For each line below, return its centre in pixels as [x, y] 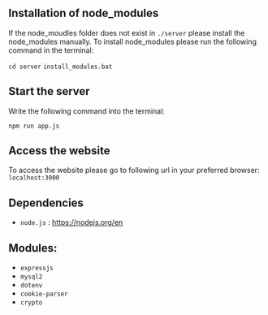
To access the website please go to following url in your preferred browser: [134, 170]
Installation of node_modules [84, 13]
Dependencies [46, 203]
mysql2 [31, 277]
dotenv [31, 286]
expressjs [37, 268]
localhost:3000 [34, 178]
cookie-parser [44, 294]
